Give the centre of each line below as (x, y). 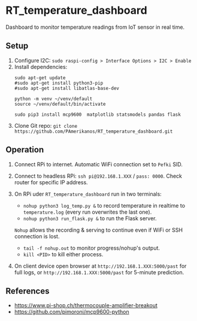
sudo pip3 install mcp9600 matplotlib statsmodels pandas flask (97, 115)
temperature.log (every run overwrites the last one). (87, 212)
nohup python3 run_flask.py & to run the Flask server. (90, 218)
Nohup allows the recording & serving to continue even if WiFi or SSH (99, 230)
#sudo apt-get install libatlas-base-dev (66, 88)
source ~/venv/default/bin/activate (60, 104)
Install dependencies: (41, 67)
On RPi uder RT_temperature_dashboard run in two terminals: (88, 194)
